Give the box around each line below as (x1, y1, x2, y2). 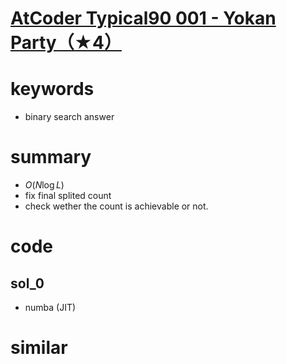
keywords (10, 78, 95, 101)
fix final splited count (24, 190, 112, 202)
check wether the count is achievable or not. (24, 200, 209, 212)
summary (10, 146, 92, 169)
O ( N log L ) (24, 179, 65, 191)
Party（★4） (10, 32, 122, 54)
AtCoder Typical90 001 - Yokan (10, 7, 277, 30)
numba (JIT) (24, 302, 77, 314)
